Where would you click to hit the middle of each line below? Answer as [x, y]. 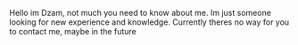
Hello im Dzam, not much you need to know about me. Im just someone [141, 13]
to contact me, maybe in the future [73, 31]
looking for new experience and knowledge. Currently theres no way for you [149, 22]
